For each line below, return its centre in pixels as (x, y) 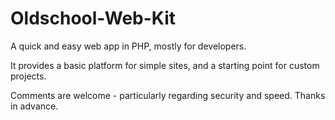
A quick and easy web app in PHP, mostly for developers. (128, 46)
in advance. (34, 106)
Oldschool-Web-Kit (93, 18)
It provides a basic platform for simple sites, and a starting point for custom (165, 65)
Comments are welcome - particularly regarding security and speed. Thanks (168, 95)
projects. (28, 76)
